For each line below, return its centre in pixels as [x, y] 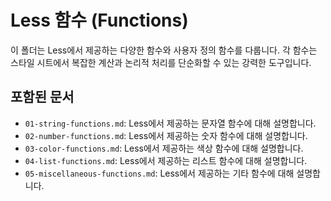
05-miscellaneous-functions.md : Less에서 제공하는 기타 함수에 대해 [159, 173]
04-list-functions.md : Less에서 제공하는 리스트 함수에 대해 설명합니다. [166, 160]
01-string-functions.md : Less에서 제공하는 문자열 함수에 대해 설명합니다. [170, 123]
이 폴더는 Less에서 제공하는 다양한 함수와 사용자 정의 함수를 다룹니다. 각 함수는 [164, 50]
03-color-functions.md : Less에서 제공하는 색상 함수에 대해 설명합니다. [164, 148]
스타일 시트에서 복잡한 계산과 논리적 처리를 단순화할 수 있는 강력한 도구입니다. [161, 62]
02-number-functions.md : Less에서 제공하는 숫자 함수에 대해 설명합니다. [166, 135]
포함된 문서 [42, 97]
